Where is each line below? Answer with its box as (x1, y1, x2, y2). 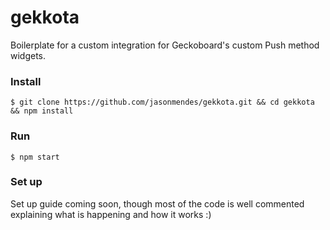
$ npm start (10, 152, 60, 162)
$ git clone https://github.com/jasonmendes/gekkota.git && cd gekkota (10, 97, 315, 108)
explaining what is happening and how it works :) (10, 208, 212, 220)
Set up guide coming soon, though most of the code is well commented (10, 197, 305, 210)
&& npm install (10, 106, 74, 116)
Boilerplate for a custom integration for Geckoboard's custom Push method (10, 39, 320, 51)
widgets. (10, 49, 47, 61)
